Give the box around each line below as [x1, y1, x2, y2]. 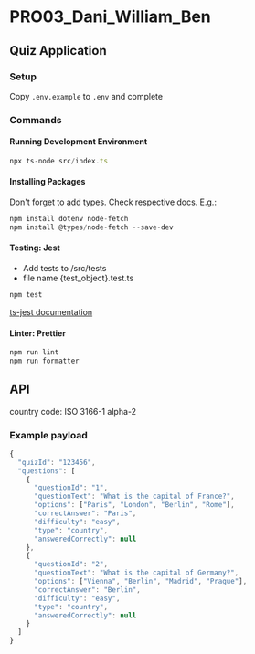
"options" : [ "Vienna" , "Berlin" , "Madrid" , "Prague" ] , [33, 577, 248, 586]
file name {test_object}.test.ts [22, 272, 134, 284]
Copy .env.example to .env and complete [9, 90, 163, 101]
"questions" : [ [17, 466, 76, 476]
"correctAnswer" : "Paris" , [33, 509, 137, 518]
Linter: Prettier [9, 327, 67, 339]
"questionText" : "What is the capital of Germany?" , [33, 568, 239, 577]
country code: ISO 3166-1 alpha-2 [9, 406, 137, 417]
